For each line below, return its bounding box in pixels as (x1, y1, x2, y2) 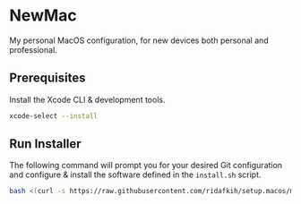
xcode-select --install (9, 111, 99, 121)
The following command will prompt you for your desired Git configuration (9, 160, 283, 171)
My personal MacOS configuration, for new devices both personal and (9, 35, 269, 46)
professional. (9, 44, 58, 55)
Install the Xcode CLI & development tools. (9, 94, 166, 105)
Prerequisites (9, 71, 86, 86)
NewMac (9, 5, 78, 26)
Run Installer (9, 136, 82, 152)
